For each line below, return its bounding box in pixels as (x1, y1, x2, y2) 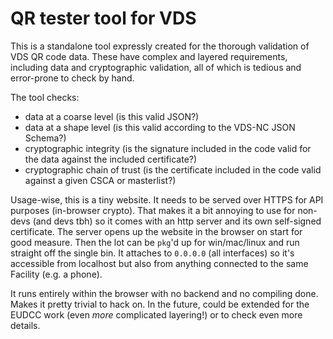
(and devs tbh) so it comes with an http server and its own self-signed (32, 215, 322, 227)
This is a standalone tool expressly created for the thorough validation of (10, 40, 310, 52)
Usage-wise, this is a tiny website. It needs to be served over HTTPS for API (10, 193, 324, 206)
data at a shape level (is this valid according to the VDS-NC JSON (24, 121, 296, 133)
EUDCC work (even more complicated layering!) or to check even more (10, 308, 303, 321)
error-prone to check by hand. (10, 72, 135, 84)
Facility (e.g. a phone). (10, 268, 103, 280)
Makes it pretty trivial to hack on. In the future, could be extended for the (10, 298, 310, 310)
